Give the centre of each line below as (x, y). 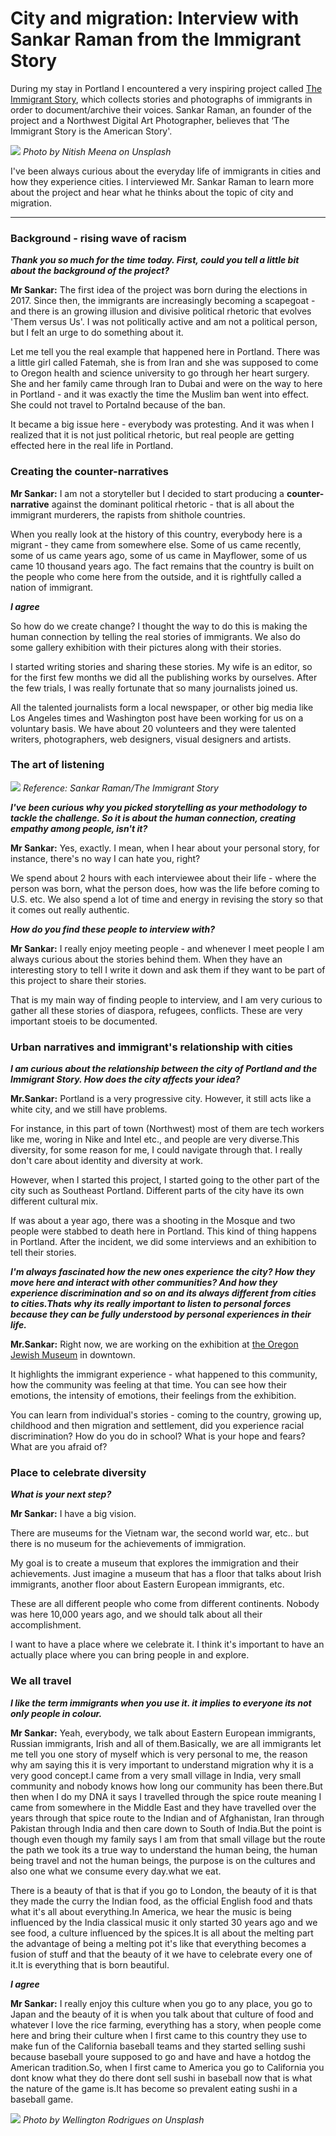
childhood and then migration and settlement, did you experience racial (157, 1426)
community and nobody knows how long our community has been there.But (166, 1786)
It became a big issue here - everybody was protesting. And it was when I (162, 424)
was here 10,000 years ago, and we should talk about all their (136, 1614)
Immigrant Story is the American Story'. (91, 131)
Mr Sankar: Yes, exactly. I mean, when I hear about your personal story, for (165, 848)
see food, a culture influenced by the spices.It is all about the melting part (162, 1933)
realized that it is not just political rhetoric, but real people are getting (152, 435)
